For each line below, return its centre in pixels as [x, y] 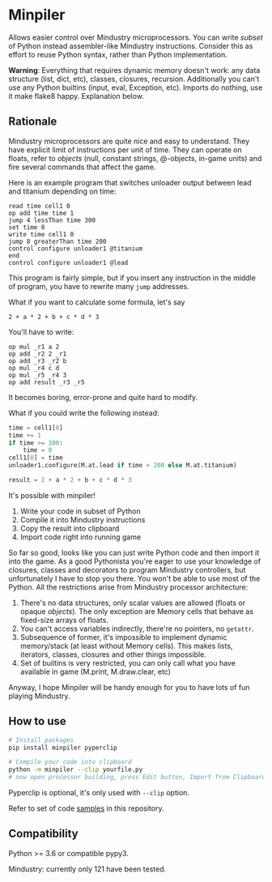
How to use [37, 721]
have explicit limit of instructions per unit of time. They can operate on [125, 149]
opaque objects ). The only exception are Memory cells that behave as [136, 611]
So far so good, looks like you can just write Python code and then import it [134, 552]
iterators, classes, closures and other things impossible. [113, 654]
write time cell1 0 [41, 234]
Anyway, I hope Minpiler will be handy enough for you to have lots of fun [129, 687]
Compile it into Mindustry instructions [83, 519]
